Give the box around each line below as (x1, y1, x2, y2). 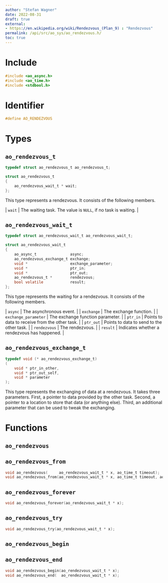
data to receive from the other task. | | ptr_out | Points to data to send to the (5, 319, 162, 325)
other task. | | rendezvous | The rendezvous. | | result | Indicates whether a (5, 324, 159, 331)
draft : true (5, 17, 30, 22)
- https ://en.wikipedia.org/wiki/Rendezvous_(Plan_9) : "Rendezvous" (5, 26, 153, 31)
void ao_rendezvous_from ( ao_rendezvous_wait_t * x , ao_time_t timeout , (5, 475, 157, 480)
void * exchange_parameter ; (14, 261, 113, 266)
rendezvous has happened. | (5, 330, 64, 336)
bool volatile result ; (14, 280, 86, 285)
